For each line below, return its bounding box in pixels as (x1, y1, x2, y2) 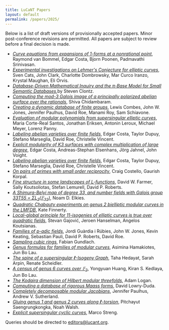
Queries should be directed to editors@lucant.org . (5, 319, 109, 325)
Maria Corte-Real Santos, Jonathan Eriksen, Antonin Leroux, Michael (12, 120, 155, 126)
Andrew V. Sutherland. (12, 293, 59, 299)
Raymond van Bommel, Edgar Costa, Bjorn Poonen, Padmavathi (12, 56, 145, 62)
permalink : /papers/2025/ (5, 17, 59, 22)
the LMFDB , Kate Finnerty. (12, 207, 67, 213)
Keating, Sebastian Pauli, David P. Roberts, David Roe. (12, 234, 125, 240)
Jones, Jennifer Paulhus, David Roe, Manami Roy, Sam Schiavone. (12, 109, 150, 116)
